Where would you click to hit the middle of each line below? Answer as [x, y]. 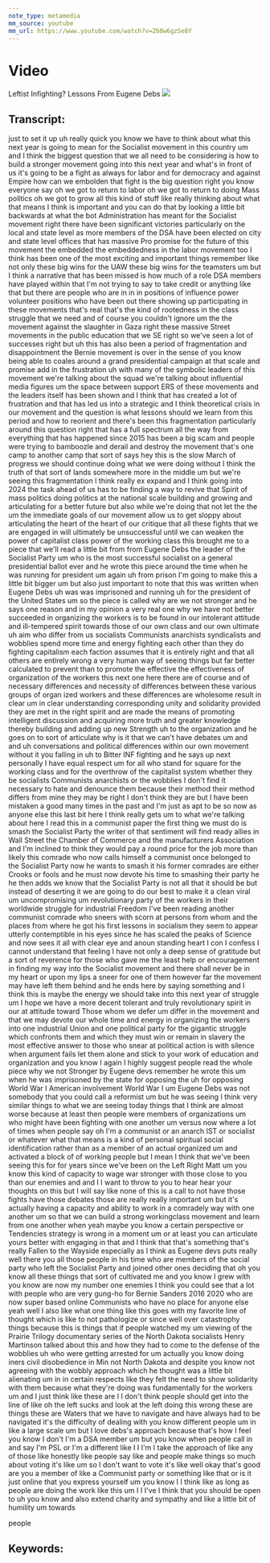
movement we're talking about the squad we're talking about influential [126, 378]
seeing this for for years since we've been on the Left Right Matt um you [128, 1165]
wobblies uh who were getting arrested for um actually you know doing [126, 1354]
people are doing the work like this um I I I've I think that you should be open [135, 1491]
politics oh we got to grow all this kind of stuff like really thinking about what [134, 199]
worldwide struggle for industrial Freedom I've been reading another [121, 909]
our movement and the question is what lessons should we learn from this [131, 412]
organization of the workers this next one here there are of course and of [129, 678]
